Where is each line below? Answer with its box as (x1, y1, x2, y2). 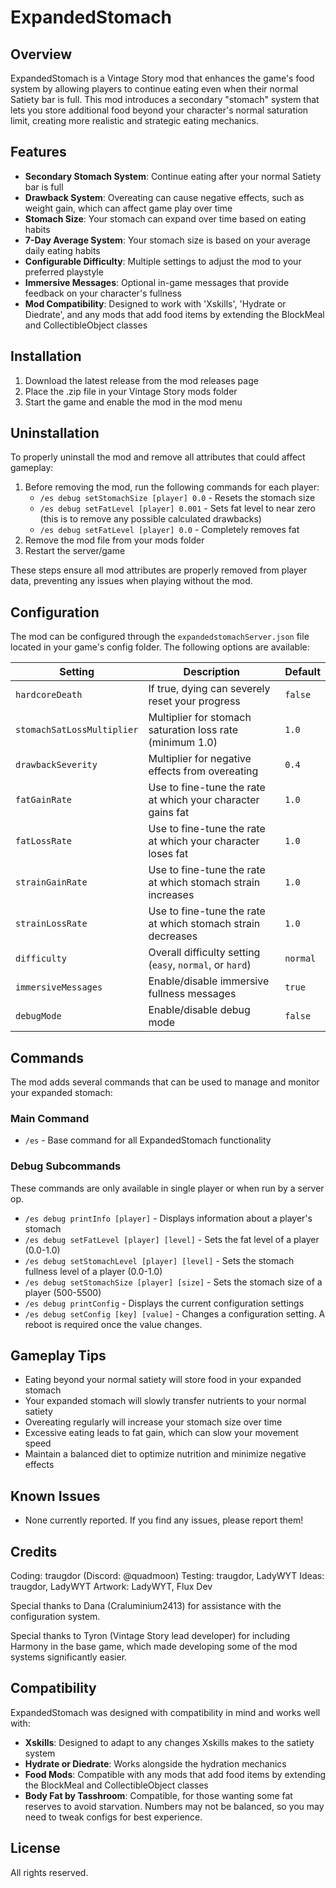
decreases (148, 929, 198, 943)
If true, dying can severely (148, 682, 271, 696)
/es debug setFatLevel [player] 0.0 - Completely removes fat (39, 524, 300, 536)
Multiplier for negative (148, 752, 252, 766)
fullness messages (148, 987, 237, 1001)
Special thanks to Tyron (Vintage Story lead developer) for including (10, 1630, 291, 1642)
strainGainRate (15, 877, 88, 888)
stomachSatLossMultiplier (15, 724, 139, 736)
